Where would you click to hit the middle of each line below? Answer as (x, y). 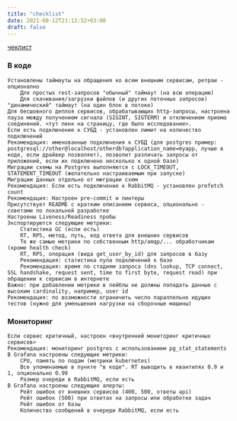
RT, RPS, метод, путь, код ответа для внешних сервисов (105, 235)
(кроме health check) (39, 248)
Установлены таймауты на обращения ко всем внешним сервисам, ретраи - (115, 80)
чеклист (20, 47)
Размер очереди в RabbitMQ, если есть (77, 379)
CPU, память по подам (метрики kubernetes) (86, 361)
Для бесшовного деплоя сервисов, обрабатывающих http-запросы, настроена (119, 111)
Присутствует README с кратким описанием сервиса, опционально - (106, 204)
